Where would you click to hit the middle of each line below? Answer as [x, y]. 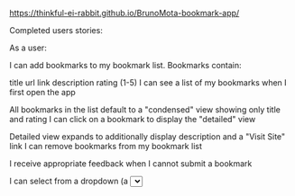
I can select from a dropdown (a [69, 181]
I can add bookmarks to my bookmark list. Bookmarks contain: [125, 65]
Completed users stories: [56, 30]
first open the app [43, 92]
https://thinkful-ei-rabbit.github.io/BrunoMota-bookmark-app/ [124, 13]
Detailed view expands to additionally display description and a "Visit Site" [147, 137]
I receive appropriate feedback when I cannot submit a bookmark [131, 164]
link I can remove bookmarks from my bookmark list [106, 146]
